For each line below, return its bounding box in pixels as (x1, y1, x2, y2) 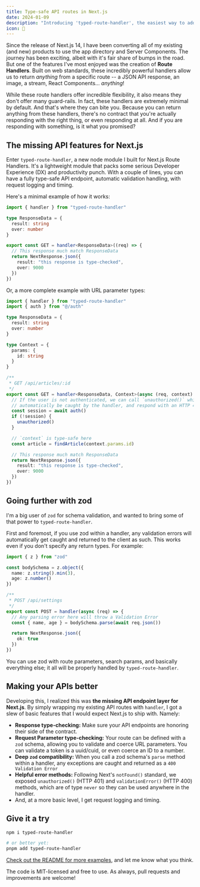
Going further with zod (6, 496, 92, 506)
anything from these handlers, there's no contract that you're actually (6, 110, 177, 117)
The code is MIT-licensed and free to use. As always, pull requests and (6, 868, 180, 875)
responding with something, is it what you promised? (6, 123, 136, 130)
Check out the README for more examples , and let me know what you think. (6, 857, 194, 864)
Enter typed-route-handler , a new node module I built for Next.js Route (6, 156, 180, 163)
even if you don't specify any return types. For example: (6, 542, 144, 549)
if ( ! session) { (11, 414, 52, 420)
